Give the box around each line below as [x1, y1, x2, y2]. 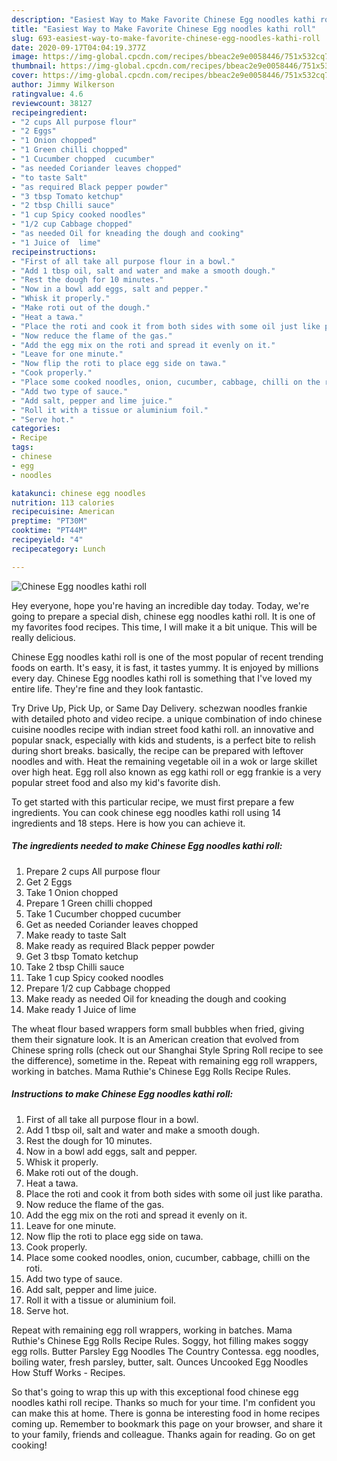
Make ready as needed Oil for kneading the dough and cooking [25, 992, 287, 1005]
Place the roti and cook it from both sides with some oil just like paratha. [25, 1187, 323, 1200]
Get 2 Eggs [25, 876, 73, 888]
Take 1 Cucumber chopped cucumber [25, 907, 182, 920]
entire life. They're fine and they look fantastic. [11, 682, 204, 695]
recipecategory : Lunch [11, 544, 106, 554]
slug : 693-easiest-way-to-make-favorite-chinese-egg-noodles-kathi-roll [11, 33, 321, 43]
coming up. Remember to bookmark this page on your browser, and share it [11, 1417, 323, 1430]
